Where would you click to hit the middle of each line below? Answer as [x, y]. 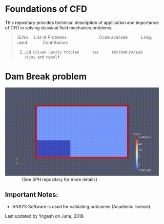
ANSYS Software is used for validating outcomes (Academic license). [82, 206]
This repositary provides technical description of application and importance [82, 22]
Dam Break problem [46, 77]
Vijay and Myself [42, 57]
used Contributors [42, 42]
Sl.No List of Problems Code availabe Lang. [84, 37]
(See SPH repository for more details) [60, 179]
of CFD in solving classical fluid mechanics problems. [59, 27]
